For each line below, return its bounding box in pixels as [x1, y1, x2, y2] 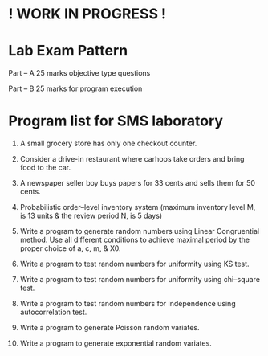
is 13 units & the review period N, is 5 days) [19, 211, 163, 221]
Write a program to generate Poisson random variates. [19, 323, 200, 333]
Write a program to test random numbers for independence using [19, 299, 236, 309]
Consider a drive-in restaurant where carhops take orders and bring [19, 154, 245, 164]
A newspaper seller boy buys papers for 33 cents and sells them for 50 [19, 178, 255, 188]
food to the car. [19, 162, 71, 173]
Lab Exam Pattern [8, 42, 128, 60]
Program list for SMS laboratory [8, 112, 223, 130]
